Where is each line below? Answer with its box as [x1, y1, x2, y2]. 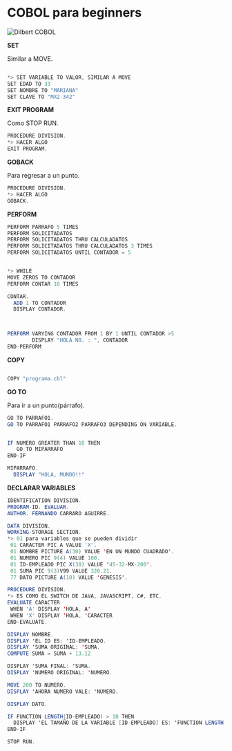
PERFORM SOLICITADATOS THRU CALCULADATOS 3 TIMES [7, 243, 153, 250]
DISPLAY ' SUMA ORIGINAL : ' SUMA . [7, 644, 100, 651]
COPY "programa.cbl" [7, 375, 67, 382]
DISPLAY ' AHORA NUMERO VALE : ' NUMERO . [7, 688, 119, 695]
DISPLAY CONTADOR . [13, 306, 67, 313]
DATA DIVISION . [7, 522, 51, 530]
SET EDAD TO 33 [7, 80, 51, 87]
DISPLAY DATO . [7, 701, 48, 707]
